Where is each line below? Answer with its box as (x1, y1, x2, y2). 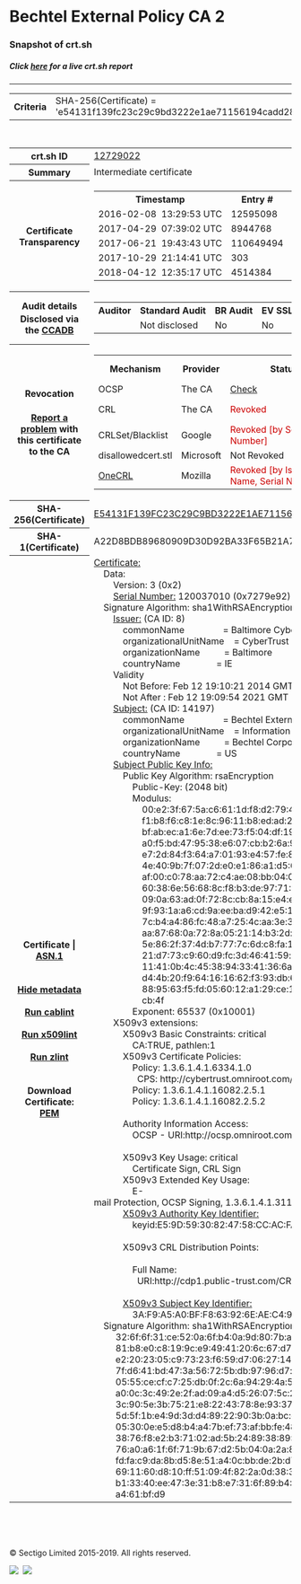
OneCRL (98, 469, 133, 481)
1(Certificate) (19, 541, 80, 554)
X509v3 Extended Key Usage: (122, 1174, 251, 1186)
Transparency (19, 235, 81, 248)
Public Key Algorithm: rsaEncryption (122, 770, 275, 782)
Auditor (98, 304, 132, 316)
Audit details (21, 300, 78, 312)
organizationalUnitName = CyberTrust (122, 635, 289, 647)
